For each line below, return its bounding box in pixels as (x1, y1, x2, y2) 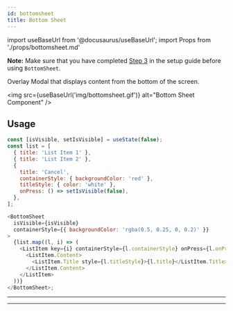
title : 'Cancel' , (19, 168, 70, 175)
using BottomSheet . (7, 64, 61, 72)
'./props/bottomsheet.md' (7, 43, 80, 51)
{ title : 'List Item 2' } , (13, 155, 92, 163)
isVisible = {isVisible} (13, 220, 79, 226)
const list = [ (7, 143, 51, 150)
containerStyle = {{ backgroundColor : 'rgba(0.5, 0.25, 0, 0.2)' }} (13, 226, 209, 233)
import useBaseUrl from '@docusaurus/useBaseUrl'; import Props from (7, 35, 212, 44)
